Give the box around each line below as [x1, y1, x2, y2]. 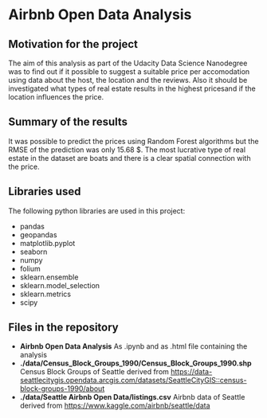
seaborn [19, 247, 48, 256]
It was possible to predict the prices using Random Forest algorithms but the [8, 136, 259, 146]
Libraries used [8, 185, 81, 198]
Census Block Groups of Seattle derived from [19, 367, 170, 377]
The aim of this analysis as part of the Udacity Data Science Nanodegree [8, 58, 248, 68]
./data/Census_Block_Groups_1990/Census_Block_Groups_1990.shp [19, 358, 253, 368]
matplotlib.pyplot [19, 238, 76, 248]
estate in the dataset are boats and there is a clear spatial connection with [8, 153, 251, 162]
